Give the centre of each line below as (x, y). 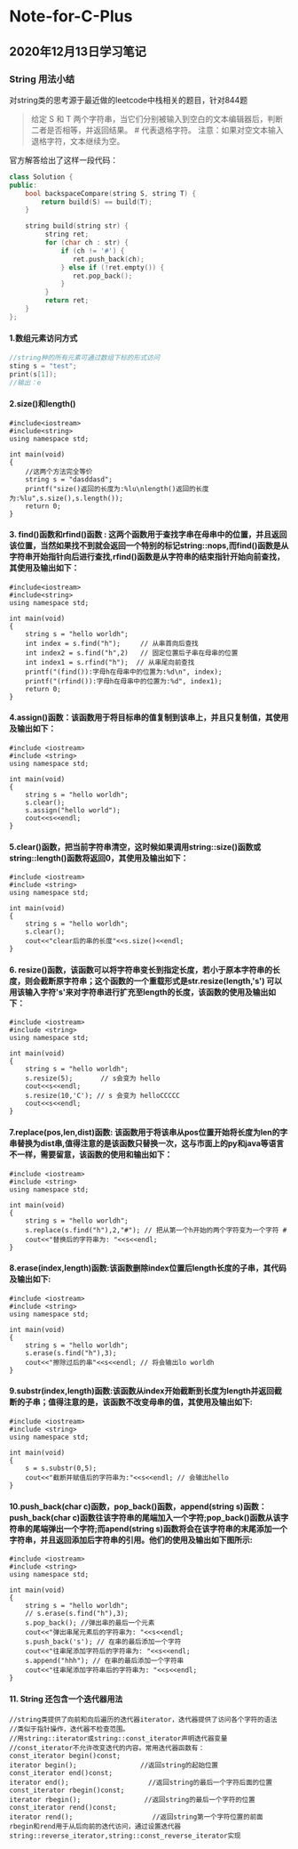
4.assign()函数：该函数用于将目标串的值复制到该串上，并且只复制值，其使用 (149, 717)
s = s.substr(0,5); (61, 1469)
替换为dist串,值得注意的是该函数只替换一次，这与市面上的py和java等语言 (150, 1143)
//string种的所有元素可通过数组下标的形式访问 (85, 358)
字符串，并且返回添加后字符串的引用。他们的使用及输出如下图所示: (131, 1539)
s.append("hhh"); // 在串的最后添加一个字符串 (105, 1661)
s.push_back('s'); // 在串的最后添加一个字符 (103, 1642)
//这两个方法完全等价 (59, 472)
